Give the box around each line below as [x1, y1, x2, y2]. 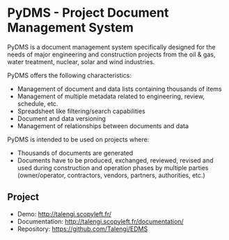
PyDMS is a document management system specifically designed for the [7, 43, 216, 51]
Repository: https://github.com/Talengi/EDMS [17, 225, 148, 233]
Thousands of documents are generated [17, 149, 134, 157]
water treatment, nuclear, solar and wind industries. [7, 57, 155, 66]
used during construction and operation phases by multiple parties [17, 163, 209, 172]
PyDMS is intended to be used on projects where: [7, 135, 150, 144]
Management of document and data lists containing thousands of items [17, 84, 222, 93]
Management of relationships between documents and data [17, 121, 189, 130]
